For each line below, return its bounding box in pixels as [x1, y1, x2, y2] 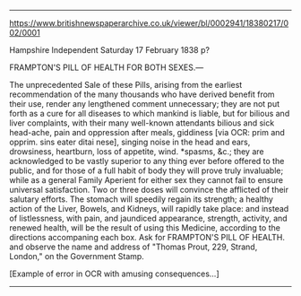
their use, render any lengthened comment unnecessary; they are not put [9, 99, 280, 109]
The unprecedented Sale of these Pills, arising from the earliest [9, 80, 243, 90]
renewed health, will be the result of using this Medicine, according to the [9, 222, 280, 233]
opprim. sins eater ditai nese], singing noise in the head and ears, [9, 136, 251, 147]
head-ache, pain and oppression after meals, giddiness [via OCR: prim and [9, 127, 285, 137]
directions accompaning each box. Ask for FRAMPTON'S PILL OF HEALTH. [9, 232, 285, 242]
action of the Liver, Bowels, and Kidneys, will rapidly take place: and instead [9, 204, 289, 213]
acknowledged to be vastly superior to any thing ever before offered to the [9, 156, 285, 166]
